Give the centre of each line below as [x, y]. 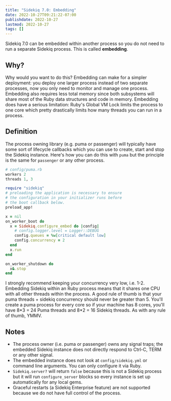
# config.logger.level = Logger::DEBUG [57, 231]
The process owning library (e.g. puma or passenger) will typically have [81, 144]
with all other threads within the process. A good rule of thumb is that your [83, 294]
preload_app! [19, 207]
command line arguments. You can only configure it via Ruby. [77, 366]
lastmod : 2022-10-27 [27, 24]
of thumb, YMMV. [24, 316]
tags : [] [15, 29]
